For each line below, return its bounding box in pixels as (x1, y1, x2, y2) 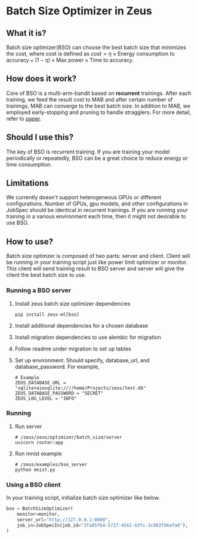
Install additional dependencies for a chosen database (14, 322, 148, 329)
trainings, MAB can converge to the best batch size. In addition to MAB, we (6, 102, 191, 109)
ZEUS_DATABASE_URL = (14, 380, 66, 386)
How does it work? (6, 73, 77, 84)
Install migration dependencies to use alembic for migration (14, 333, 161, 341)
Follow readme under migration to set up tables (14, 345, 131, 352)
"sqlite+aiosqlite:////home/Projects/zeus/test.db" (14, 385, 146, 391)
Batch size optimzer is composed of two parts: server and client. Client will (6, 252, 190, 260)
